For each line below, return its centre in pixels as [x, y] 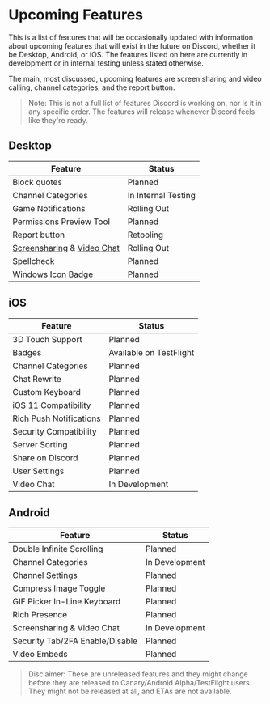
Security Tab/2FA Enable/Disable [75, 641]
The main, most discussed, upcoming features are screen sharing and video [135, 78]
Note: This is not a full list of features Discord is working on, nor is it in [145, 103]
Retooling [146, 235]
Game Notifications [49, 208]
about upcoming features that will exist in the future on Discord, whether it [132, 45]
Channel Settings [45, 575]
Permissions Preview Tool [61, 222]
